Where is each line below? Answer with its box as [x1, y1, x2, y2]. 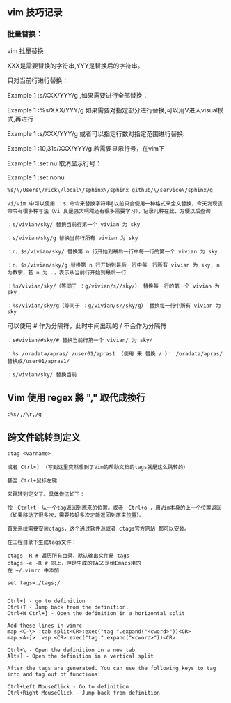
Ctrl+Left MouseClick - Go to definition [7, 683, 129, 690]
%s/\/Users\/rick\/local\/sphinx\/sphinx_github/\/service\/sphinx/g [7, 186, 214, 193]
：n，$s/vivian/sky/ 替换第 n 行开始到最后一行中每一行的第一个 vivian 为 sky [7, 248, 218, 255]
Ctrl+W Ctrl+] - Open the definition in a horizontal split [7, 610, 186, 617]
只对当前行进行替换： [7, 76, 68, 84]
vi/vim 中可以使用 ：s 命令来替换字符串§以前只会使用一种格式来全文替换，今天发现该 [7, 200, 223, 207]
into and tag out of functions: [7, 671, 101, 679]
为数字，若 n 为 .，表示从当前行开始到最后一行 [7, 269, 127, 276]
